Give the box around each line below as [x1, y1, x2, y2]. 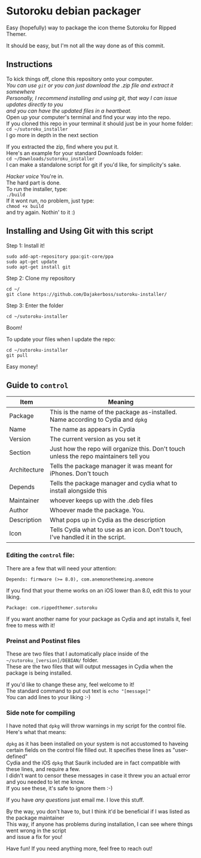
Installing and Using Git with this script [6, 226, 154, 236]
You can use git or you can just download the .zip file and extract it [6, 81, 173, 89]
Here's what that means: [6, 729, 67, 736]
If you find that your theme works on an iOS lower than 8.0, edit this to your [6, 587, 191, 594]
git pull [6, 352, 28, 358]
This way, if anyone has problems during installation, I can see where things [6, 821, 193, 828]
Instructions [6, 59, 53, 70]
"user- [172, 747, 188, 754]
